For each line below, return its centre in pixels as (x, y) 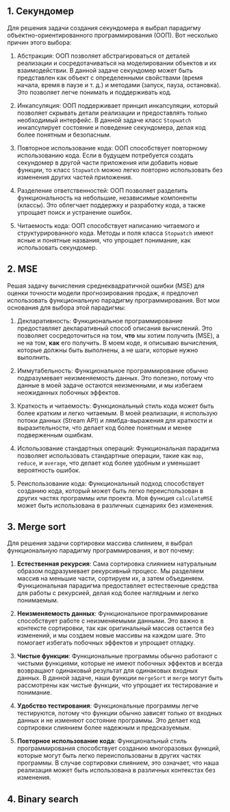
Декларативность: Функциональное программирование (100, 321)
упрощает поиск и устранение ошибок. (75, 212)
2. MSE (22, 269)
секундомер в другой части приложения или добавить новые (107, 162)
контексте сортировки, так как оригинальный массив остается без (115, 628)
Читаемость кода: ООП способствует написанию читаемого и (108, 225)
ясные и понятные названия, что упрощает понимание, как (104, 240)
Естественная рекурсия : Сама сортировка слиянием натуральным (117, 564)
